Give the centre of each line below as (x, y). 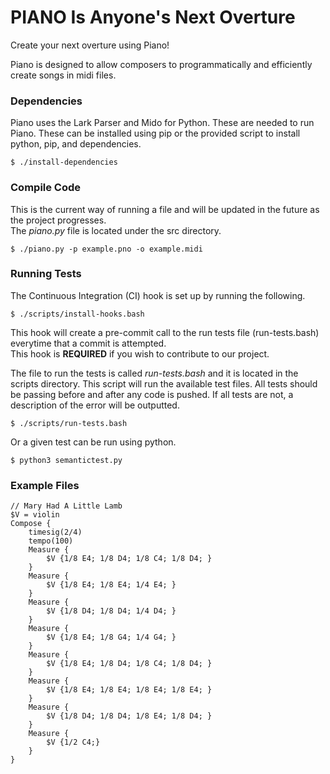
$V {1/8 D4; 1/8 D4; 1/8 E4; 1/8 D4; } (129, 716)
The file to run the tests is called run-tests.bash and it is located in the (154, 373)
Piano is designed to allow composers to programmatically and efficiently (161, 64)
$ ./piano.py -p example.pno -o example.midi (106, 249)
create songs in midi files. (63, 75)
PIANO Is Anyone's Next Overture (153, 17)
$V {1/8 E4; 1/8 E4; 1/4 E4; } (111, 585)
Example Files (45, 485)
